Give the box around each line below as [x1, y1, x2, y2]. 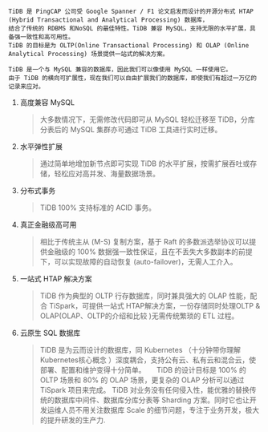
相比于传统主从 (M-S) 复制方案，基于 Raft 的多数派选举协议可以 [39, 237, 250, 246]
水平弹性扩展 [19, 142, 63, 151]
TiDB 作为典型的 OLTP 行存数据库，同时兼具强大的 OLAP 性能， [39, 291, 250, 301]
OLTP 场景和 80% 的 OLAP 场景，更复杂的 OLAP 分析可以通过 [39, 375, 245, 385]
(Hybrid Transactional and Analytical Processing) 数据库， [8, 16, 209, 24]
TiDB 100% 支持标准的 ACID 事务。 [39, 203, 156, 212]
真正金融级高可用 [19, 220, 77, 229]
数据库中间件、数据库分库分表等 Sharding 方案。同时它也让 [54, 395, 250, 405]
